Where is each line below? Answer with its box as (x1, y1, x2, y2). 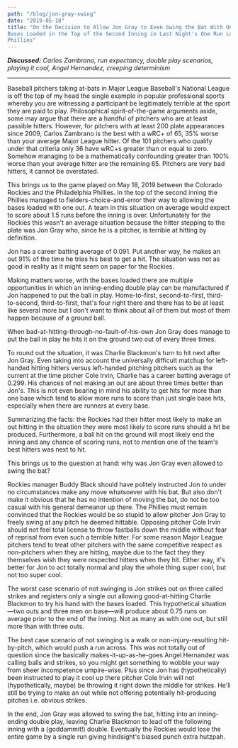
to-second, (7, 298, 40, 307)
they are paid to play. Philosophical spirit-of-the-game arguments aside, (7, 107, 217, 116)
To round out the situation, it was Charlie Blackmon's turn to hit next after (7, 349, 221, 357)
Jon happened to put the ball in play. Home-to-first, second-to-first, (7, 291, 205, 300)
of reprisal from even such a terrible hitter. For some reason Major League (7, 533, 223, 542)
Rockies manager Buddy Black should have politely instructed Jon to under (7, 480, 227, 489)
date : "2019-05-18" (7, 17, 65, 24)
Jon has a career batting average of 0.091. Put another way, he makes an (7, 247, 221, 256)
